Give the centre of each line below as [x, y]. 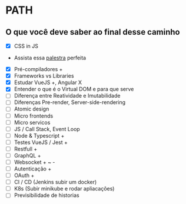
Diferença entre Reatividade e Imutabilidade [67, 96]
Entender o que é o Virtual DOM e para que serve [74, 89]
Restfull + [26, 149]
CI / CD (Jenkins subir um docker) [55, 182]
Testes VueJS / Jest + [41, 142]
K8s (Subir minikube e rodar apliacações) [64, 189]
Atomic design [31, 109]
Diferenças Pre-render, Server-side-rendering [70, 102]
